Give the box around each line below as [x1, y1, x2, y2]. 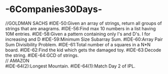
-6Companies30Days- [5, 4, 103, 15]
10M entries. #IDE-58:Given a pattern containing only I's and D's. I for [5, 31, 151, 37]
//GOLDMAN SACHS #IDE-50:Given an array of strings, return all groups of [5, 20, 162, 26]
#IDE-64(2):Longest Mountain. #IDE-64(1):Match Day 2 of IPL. [5, 63, 136, 69]
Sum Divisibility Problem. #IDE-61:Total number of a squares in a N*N [5, 41, 151, 47]
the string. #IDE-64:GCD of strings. [5, 52, 79, 58]
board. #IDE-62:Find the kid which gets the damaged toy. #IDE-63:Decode [5, 47, 161, 53]
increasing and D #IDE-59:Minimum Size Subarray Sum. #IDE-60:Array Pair [5, 36, 163, 42]
